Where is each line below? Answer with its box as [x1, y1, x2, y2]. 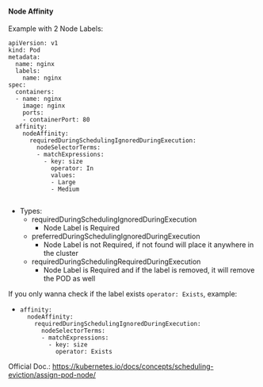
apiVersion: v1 [8, 40, 59, 48]
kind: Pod [8, 46, 41, 55]
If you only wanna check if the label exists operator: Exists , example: [8, 289, 238, 299]
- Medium [50, 185, 80, 194]
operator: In [50, 164, 93, 172]
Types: [19, 207, 42, 216]
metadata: [8, 53, 41, 61]
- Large [50, 179, 77, 187]
